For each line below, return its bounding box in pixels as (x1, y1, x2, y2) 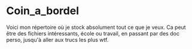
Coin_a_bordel (6, 4, 80, 18)
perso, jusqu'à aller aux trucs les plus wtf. (6, 36, 109, 43)
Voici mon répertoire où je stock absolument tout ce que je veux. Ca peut (6, 24, 187, 31)
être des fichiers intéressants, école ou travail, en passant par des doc (6, 30, 179, 37)
